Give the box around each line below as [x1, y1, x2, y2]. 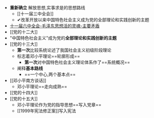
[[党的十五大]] [9, 96, 38, 101]
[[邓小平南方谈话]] [9, 78, 46, 83]
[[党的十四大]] [9, 90, 38, 95]
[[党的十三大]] [9, 41, 38, 47]
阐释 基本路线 [17, 66, 43, 71]
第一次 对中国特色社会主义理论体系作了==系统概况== [24, 59, 131, 65]
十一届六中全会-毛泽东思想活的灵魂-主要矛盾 [9, 23, 100, 29]
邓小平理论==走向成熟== [17, 84, 67, 89]
